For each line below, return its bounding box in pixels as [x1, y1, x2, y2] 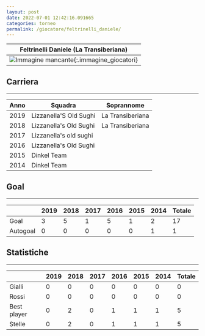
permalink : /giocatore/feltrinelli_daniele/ [6, 26, 121, 32]
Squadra [51, 101, 76, 110]
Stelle [9, 320, 26, 328]
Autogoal [9, 227, 35, 235]
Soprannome [106, 101, 145, 110]
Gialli [9, 282, 24, 291]
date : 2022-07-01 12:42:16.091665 [6, 15, 95, 21]
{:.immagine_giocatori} [73, 56, 138, 64]
